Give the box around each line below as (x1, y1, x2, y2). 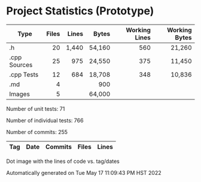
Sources (9, 60, 33, 69)
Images (9, 90, 30, 98)
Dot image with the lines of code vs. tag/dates (6, 157, 120, 165)
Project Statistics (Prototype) (6, 4, 154, 18)
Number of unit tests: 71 (6, 105, 65, 112)
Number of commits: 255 (6, 128, 68, 135)
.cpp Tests (9, 70, 39, 78)
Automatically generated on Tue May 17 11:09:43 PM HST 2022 (6, 169, 162, 176)
